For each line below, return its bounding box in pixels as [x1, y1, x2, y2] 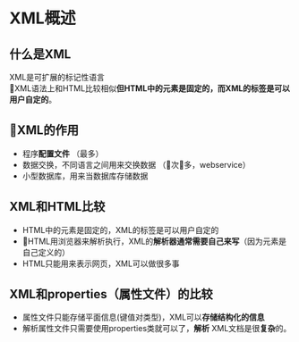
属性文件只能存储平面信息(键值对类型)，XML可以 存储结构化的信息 [21, 312, 266, 322]
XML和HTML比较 [9, 199, 106, 214]
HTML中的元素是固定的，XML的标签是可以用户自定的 [21, 224, 219, 235]
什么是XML [9, 46, 72, 62]
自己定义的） [21, 246, 70, 257]
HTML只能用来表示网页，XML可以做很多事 [21, 258, 180, 269]
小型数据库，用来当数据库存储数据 [21, 171, 149, 181]
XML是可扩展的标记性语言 [9, 72, 106, 82]
